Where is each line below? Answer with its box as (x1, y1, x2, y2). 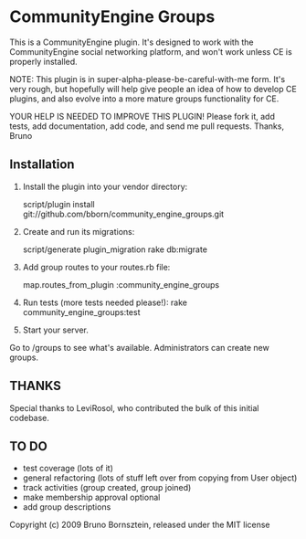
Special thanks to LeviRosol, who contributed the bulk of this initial (9, 402, 259, 413)
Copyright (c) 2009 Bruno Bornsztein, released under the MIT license (9, 519, 271, 531)
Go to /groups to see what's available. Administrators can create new (9, 342, 269, 353)
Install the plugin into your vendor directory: (22, 181, 188, 192)
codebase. (9, 412, 50, 423)
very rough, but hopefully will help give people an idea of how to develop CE (9, 83, 297, 94)
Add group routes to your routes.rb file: (22, 261, 171, 272)
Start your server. (22, 324, 89, 335)
